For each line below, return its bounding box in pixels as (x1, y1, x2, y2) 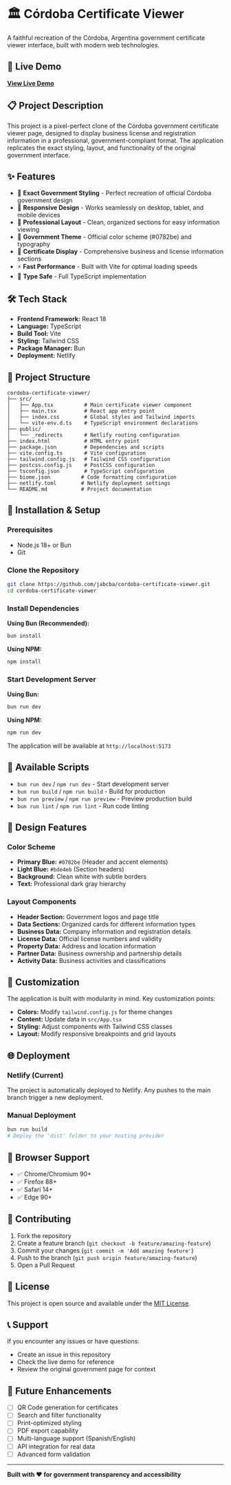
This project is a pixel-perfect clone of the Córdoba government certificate (7, 122, 219, 130)
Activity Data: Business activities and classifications (16, 956, 166, 964)
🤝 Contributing (7, 1213, 71, 1225)
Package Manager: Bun (16, 344, 86, 352)
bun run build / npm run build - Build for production (16, 787, 166, 795)
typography (16, 240, 50, 248)
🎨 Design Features (7, 822, 87, 834)
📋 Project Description (7, 100, 104, 111)
